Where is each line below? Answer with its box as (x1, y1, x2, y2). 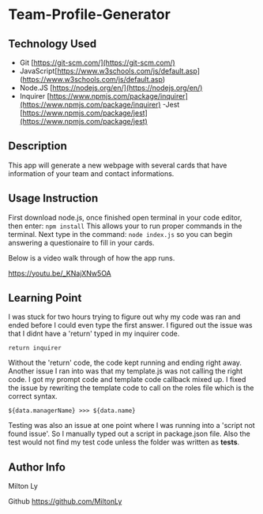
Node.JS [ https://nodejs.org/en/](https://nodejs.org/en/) (19, 83, 203, 92)
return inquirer (8, 344, 62, 352)
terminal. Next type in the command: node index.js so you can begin (8, 229, 233, 238)
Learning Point (8, 291, 82, 305)
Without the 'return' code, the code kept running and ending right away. (8, 358, 242, 368)
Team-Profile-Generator (8, 6, 171, 24)
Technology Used (8, 37, 97, 51)
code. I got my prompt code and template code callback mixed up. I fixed (8, 375, 246, 385)
